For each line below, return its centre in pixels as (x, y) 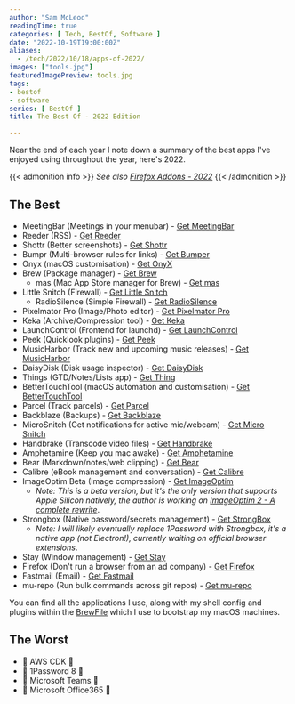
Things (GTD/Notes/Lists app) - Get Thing (99, 377)
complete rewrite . (68, 509)
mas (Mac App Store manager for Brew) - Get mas (128, 282)
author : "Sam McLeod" (49, 17)
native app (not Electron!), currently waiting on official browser (151, 538)
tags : (19, 84)
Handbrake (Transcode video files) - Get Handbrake (117, 443)
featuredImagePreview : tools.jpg (71, 76)
